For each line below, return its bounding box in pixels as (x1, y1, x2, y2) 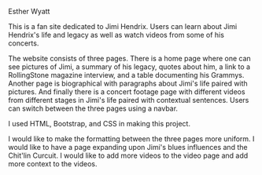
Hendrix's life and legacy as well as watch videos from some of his (8, 31, 224, 39)
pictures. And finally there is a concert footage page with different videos (8, 87, 245, 97)
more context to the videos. (8, 159, 98, 168)
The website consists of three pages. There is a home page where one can (8, 54, 252, 63)
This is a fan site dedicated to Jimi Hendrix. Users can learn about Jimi (8, 22, 238, 31)
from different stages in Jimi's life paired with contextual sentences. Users (8, 96, 249, 104)
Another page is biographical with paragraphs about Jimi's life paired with (8, 78, 248, 88)
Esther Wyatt (8, 7, 50, 16)
